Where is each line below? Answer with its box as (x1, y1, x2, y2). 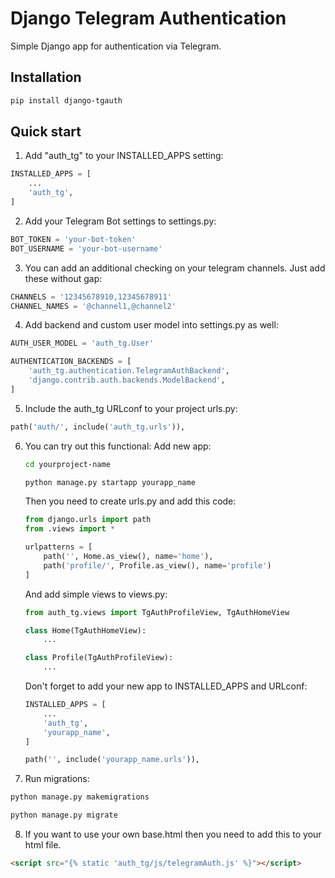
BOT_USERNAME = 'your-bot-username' (10, 243, 163, 254)
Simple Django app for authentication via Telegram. (10, 40, 222, 52)
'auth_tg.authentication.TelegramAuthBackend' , (28, 366, 230, 376)
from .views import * (24, 524, 116, 534)
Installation (10, 69, 82, 86)
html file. (24, 839, 62, 851)
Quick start (10, 123, 82, 141)
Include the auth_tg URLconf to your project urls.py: (24, 402, 238, 414)
